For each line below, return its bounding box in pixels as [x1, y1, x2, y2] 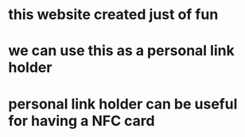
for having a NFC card [8, 112, 155, 130]
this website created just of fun [8, 6, 219, 24]
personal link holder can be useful [8, 95, 238, 112]
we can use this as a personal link [8, 42, 235, 60]
